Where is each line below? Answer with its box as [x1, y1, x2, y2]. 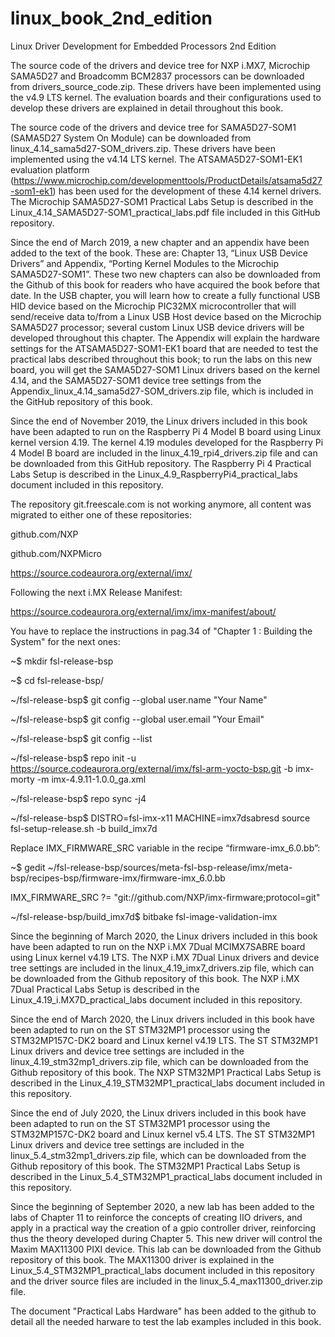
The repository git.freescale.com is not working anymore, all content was [10, 498, 312, 510]
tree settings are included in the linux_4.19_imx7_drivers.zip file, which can [10, 962, 315, 974]
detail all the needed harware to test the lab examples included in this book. [10, 1315, 322, 1327]
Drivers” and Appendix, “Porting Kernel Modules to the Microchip [10, 257, 280, 269]
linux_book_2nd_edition [10, 7, 213, 30]
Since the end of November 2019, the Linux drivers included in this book [10, 415, 308, 427]
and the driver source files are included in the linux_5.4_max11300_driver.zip [10, 1275, 323, 1287]
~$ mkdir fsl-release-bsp [10, 655, 114, 667]
